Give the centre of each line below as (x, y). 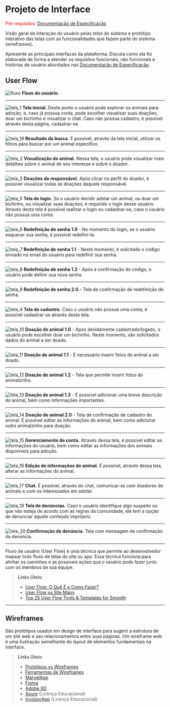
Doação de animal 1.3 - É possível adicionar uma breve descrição (94, 394)
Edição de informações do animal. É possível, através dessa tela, (94, 466)
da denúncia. (19, 536)
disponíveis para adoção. (32, 451)
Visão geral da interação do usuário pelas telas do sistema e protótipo (78, 33)
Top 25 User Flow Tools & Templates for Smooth (76, 598)
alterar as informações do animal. (40, 471)
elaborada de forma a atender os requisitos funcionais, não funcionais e (80, 59)
